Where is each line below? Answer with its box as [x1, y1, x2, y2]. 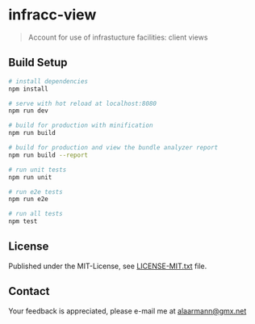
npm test [8, 217, 38, 225]
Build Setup [8, 56, 68, 69]
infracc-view [8, 6, 97, 24]
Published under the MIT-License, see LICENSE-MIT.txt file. [8, 261, 207, 271]
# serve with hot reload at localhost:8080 [8, 99, 157, 107]
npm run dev [8, 107, 48, 115]
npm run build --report [8, 151, 89, 159]
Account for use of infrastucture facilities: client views [27, 32, 208, 42]
